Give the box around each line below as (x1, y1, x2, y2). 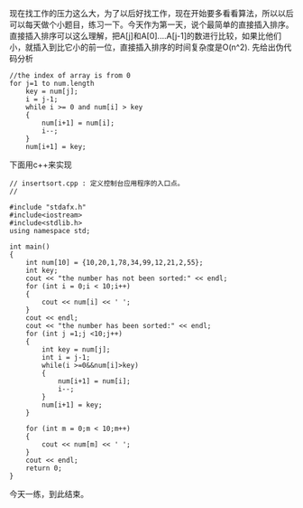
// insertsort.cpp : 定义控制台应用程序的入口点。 (9, 179, 185, 188)
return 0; (25, 464, 63, 473)
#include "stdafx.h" (9, 202, 87, 212)
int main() (9, 242, 50, 251)
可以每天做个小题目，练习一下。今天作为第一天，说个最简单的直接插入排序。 (9, 19, 294, 30)
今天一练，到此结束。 (9, 489, 88, 499)
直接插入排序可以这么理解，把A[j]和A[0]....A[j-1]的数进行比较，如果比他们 (9, 31, 282, 41)
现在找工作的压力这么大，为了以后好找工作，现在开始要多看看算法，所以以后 (9, 8, 294, 18)
